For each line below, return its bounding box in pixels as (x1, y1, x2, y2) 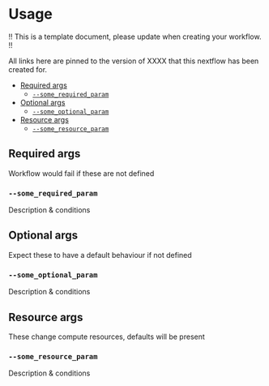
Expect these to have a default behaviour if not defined (8, 250, 192, 259)
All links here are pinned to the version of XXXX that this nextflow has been (8, 56, 259, 66)
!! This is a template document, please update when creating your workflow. (8, 32, 262, 41)
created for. (8, 64, 47, 74)
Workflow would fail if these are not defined (8, 168, 155, 178)
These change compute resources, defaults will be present (8, 332, 205, 341)
